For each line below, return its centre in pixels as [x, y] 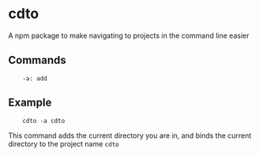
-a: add [35, 78]
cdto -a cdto [44, 121]
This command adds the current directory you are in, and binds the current [130, 136]
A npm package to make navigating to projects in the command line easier [129, 35]
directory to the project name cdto [64, 143]
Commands [38, 60]
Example [30, 103]
